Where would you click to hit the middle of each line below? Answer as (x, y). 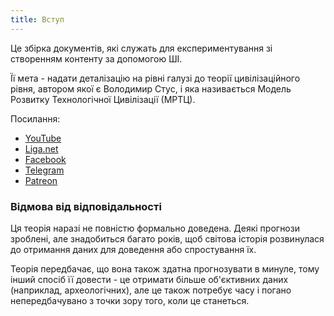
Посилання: (35, 118)
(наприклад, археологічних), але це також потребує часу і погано (151, 290)
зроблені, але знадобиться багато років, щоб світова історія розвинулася (167, 238)
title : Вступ (37, 19)
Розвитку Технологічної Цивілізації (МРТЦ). (103, 99)
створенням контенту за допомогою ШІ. (96, 58)
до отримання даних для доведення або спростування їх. (133, 249)
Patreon (41, 180)
